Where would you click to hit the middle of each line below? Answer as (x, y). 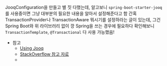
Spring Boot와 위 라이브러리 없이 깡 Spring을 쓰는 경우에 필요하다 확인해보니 (80, 26)
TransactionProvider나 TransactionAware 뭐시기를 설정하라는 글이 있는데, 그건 (83, 20)
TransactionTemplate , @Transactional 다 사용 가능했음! (60, 32)
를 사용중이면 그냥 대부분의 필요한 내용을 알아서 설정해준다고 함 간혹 (71, 13)
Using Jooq (32, 48)
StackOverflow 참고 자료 (44, 54)
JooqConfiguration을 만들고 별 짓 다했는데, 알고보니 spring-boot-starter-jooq (84, 7)
